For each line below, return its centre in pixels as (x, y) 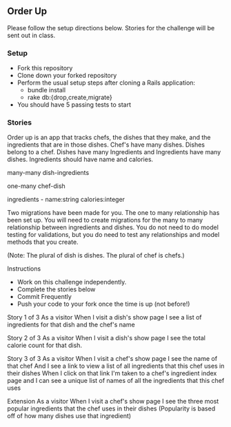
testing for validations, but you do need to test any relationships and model (113, 235)
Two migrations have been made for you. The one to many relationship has (113, 213)
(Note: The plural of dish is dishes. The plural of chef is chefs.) (96, 256)
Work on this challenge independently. (72, 282)
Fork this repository (45, 68)
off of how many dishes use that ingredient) (69, 416)
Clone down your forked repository (67, 76)
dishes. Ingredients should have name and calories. (80, 159)
